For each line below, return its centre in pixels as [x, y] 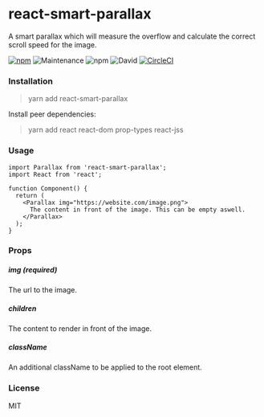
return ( [30, 195]
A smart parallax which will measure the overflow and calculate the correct [132, 36]
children [22, 309]
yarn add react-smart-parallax [78, 99]
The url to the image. [43, 290]
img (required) [33, 270]
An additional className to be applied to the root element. [105, 367]
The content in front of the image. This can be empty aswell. [138, 210]
